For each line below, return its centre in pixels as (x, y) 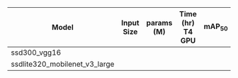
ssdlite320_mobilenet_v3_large (63, 64)
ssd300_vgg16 (36, 52)
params (159, 23)
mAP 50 (216, 27)
